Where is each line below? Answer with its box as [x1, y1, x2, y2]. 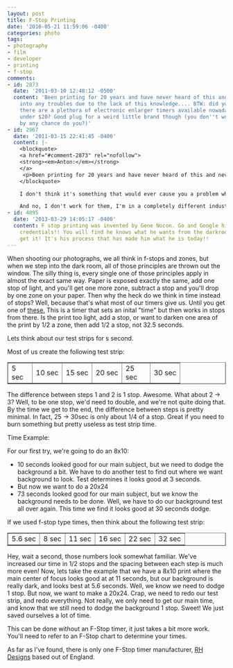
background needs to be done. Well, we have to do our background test [17, 497, 223, 505]
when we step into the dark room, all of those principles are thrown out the [7, 262, 221, 270]
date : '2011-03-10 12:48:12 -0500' [13, 87, 116, 94]
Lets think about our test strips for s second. [7, 334, 134, 342]
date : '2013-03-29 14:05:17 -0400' [13, 216, 116, 223]
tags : [7, 36, 23, 43]
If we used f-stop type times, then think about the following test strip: [7, 517, 205, 526]
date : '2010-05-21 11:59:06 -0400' [7, 23, 110, 30]
